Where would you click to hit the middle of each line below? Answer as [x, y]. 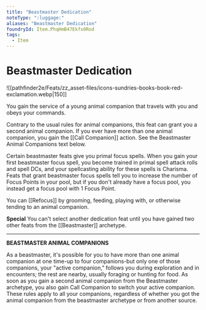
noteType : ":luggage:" [35, 18]
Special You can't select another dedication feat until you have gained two [101, 219]
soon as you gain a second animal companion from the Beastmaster [92, 281]
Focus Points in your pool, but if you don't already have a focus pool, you [99, 182]
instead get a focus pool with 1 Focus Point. [61, 188]
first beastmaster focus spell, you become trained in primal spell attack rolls [102, 162]
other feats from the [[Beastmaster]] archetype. [67, 225]
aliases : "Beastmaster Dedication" [52, 23]
